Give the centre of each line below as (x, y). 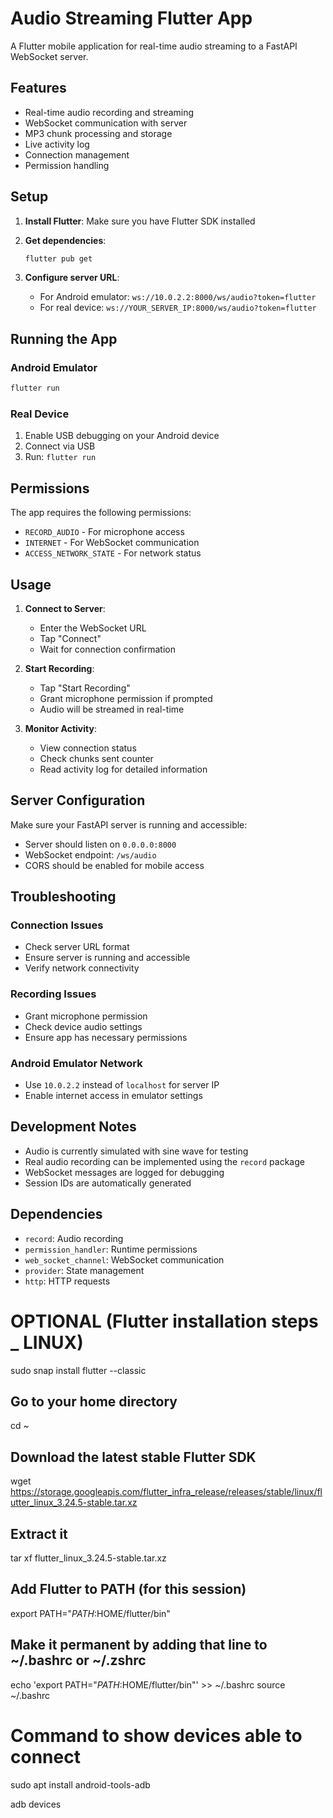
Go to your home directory (94, 1401)
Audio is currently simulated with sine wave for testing (136, 1151)
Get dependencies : (65, 240)
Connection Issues (57, 925)
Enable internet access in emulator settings (113, 1096)
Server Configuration (78, 800)
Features (38, 88)
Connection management (77, 154)
